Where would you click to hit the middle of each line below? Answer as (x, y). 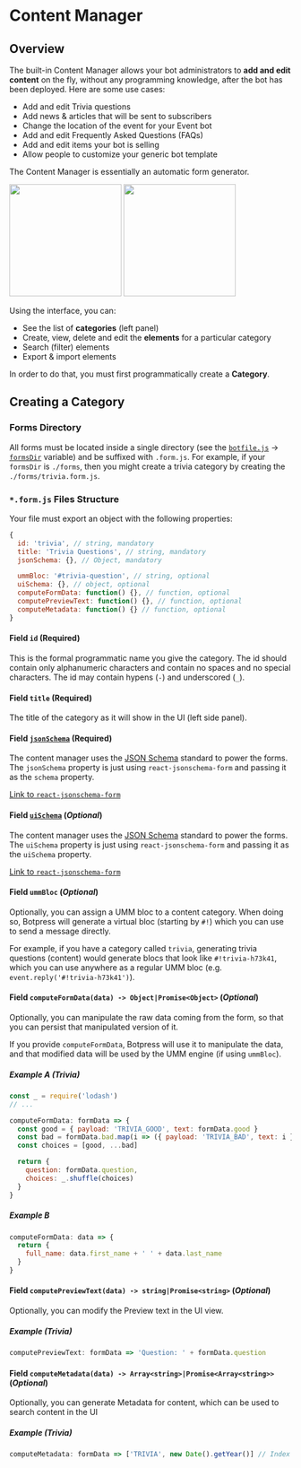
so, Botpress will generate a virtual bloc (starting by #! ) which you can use (147, 921)
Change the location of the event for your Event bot (117, 126)
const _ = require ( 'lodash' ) (64, 1096)
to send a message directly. (60, 931)
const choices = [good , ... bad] (78, 1146)
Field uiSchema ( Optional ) (56, 815)
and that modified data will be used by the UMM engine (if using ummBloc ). (146, 1054)
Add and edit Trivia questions (77, 107)
